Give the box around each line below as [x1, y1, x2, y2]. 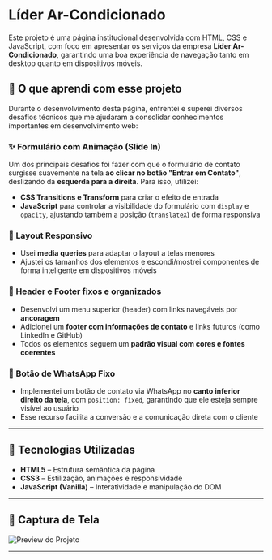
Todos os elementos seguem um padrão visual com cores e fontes [19, 338, 245, 348]
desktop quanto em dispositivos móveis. [8, 58, 143, 68]
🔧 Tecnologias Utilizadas [8, 443, 135, 457]
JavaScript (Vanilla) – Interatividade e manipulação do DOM [19, 481, 222, 492]
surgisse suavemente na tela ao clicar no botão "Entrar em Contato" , [8, 168, 241, 178]
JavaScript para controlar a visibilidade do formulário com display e [19, 201, 249, 211]
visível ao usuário [19, 403, 79, 413]
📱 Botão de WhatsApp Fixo [8, 368, 116, 379]
